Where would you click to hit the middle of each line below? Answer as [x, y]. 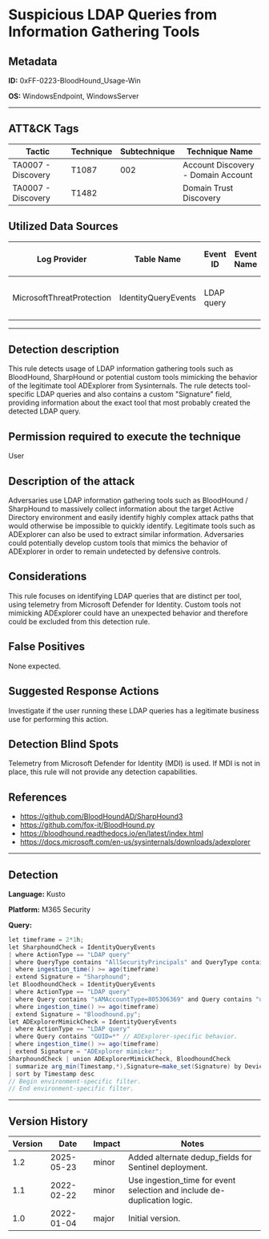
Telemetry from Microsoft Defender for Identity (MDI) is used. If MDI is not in [134, 764]
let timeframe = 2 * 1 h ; [46, 939]
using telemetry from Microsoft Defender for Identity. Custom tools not [125, 604]
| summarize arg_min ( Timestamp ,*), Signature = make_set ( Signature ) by [125, 1066]
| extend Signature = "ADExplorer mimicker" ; [85, 1051]
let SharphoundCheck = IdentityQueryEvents [82, 947]
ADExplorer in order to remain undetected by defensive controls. [115, 551]
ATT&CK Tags [44, 129]
